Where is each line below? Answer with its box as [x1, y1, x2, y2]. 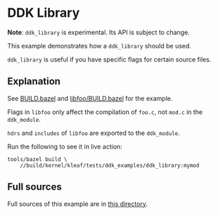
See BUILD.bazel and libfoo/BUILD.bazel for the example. [7, 94, 173, 102]
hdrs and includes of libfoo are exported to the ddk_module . [7, 128, 181, 137]
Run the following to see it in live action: [7, 142, 123, 151]
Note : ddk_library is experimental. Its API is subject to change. [7, 28, 190, 36]
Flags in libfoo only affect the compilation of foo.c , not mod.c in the [7, 107, 203, 116]
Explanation [7, 76, 61, 88]
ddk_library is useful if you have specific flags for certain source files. [7, 55, 212, 64]
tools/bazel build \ [7, 155, 68, 162]
